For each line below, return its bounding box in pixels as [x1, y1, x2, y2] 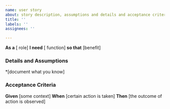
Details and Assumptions [5, 57, 68, 64]
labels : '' [5, 21, 28, 27]
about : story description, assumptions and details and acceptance [5, 12, 151, 17]
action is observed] [5, 98, 46, 104]
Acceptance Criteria [5, 82, 56, 89]
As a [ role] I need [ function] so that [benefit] [5, 45, 101, 51]
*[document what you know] [5, 69, 65, 75]
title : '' [5, 17, 26, 22]
